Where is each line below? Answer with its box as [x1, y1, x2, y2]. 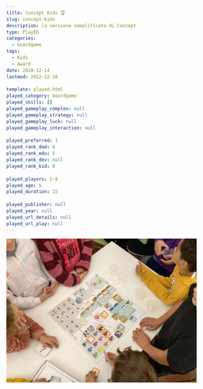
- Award [11, 61, 31, 67]
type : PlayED [6, 29, 39, 35]
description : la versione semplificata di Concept [6, 22, 137, 28]
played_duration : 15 [6, 188, 59, 195]
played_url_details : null [6, 214, 71, 221]
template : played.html [6, 87, 63, 93]
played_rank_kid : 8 [6, 163, 56, 169]
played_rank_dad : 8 [6, 144, 56, 150]
